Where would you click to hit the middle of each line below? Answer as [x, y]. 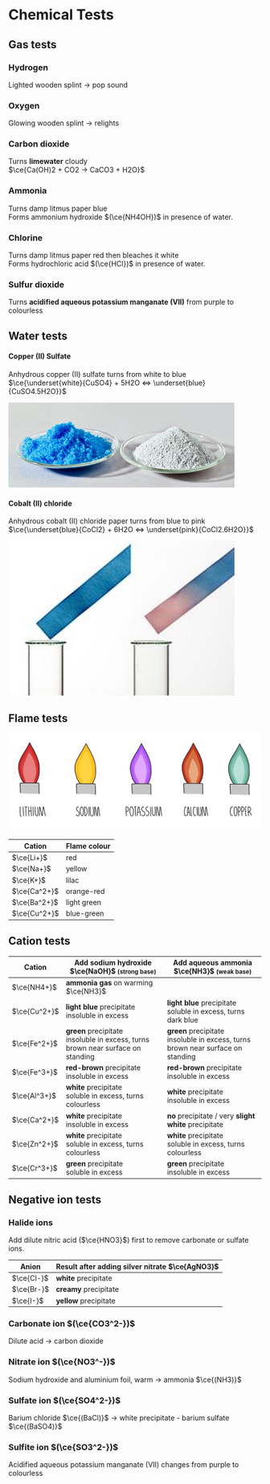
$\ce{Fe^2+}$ [35, 1043]
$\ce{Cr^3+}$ [35, 1168]
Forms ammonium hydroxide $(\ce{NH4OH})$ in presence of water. [121, 217]
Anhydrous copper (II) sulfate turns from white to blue [97, 374]
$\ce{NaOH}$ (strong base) [113, 971]
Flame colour [88, 846]
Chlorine [25, 237]
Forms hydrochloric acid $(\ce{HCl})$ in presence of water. [107, 264]
